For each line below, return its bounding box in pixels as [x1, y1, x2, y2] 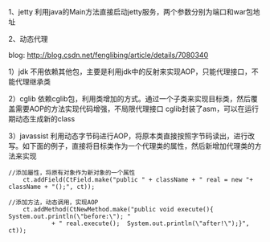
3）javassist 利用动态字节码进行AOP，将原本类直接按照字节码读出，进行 [8, 131, 248, 141]
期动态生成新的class [8, 114, 76, 123]
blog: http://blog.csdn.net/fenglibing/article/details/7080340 [8, 51, 209, 59]
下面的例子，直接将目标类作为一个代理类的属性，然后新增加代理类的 [29, 142, 255, 150]
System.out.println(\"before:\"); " [8, 212, 131, 220]
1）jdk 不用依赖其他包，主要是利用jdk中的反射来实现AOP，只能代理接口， [8, 67, 252, 76]
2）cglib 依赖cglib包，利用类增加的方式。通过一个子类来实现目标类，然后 [8, 94, 252, 103]
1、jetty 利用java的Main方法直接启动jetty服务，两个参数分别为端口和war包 [8, 7, 253, 16]
